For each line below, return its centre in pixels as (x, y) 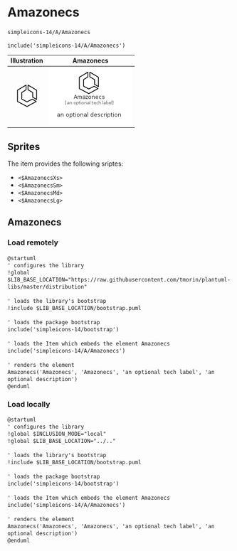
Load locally (29, 404)
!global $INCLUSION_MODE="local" (57, 434)
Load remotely (33, 242)
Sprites (24, 146)
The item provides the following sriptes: (65, 164)
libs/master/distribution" (47, 287)
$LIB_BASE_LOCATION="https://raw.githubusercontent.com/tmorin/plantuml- (119, 279)
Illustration (27, 60)
